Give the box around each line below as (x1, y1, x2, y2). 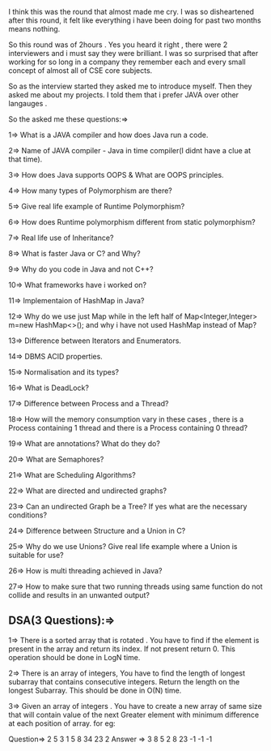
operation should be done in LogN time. (8, 652, 141, 662)
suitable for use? (8, 551, 64, 560)
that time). (8, 154, 43, 164)
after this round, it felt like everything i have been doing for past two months (8, 15, 261, 25)
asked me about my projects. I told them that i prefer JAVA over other (8, 90, 239, 100)
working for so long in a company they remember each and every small (8, 57, 246, 67)
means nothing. (8, 24, 61, 33)
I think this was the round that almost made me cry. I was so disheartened (8, 7, 255, 16)
